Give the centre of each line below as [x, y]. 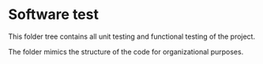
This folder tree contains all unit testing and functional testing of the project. [131, 36]
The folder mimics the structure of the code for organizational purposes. [126, 51]
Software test [53, 15]
